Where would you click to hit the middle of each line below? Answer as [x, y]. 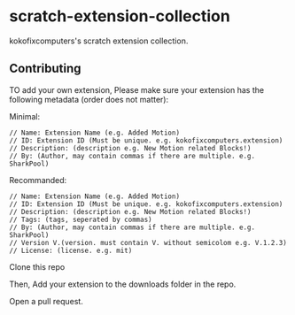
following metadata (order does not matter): [89, 99]
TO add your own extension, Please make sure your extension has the [136, 89]
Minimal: [25, 116]
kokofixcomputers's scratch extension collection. [99, 41]
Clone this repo [37, 266]
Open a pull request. [47, 301]
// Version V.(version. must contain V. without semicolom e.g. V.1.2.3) [148, 242]
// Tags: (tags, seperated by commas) [81, 219]
